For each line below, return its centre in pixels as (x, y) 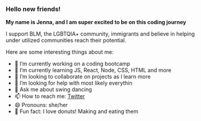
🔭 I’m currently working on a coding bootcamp (72, 64)
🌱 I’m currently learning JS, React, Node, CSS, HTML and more (93, 70)
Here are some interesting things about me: (60, 52)
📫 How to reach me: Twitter (50, 96)
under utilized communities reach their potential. (66, 41)
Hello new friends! (33, 9)
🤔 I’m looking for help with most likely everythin (73, 83)
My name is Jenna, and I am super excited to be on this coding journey (96, 22)
